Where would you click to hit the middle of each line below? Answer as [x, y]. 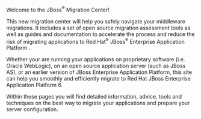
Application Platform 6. [35, 85]
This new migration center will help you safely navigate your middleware [96, 21]
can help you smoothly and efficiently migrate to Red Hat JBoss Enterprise [98, 79]
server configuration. [32, 109]
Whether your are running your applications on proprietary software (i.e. [96, 59]
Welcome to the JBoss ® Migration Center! [58, 9]
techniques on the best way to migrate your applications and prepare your [98, 103]
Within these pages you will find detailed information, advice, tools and [94, 97]
